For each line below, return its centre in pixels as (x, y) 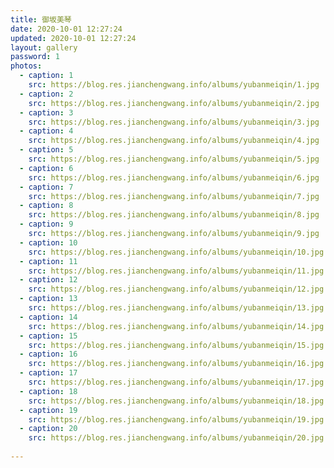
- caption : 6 (46, 168)
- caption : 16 (48, 354)
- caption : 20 (48, 429)
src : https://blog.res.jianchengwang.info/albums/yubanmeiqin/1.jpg (174, 85)
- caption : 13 (48, 299)
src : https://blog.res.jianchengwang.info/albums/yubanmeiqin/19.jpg (176, 419)
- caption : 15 (48, 336)
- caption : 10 (48, 242)
